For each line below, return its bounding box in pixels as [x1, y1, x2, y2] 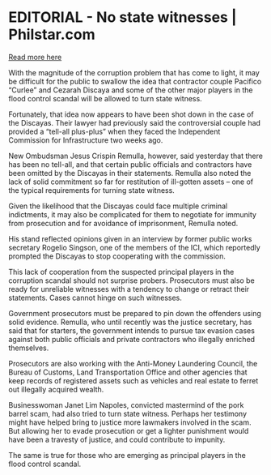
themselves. [8, 343, 49, 353]
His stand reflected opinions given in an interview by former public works [8, 233, 252, 243]
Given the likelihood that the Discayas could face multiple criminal [8, 201, 228, 211]
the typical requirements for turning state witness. [8, 185, 176, 195]
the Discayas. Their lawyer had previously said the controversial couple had [8, 118, 261, 127]
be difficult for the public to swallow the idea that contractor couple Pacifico [8, 76, 262, 86]
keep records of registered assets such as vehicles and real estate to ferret [8, 375, 259, 385]
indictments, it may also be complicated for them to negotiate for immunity [8, 209, 257, 219]
